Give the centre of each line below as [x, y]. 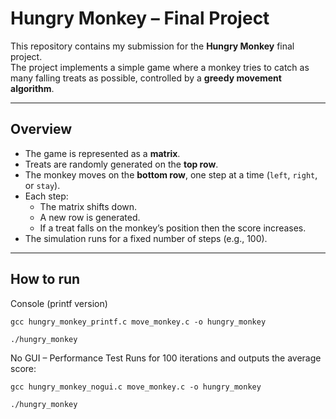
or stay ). [42, 185]
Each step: [46, 196]
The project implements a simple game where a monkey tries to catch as [160, 67]
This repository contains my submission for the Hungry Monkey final [152, 46]
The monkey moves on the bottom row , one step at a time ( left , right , [171, 174]
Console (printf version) [59, 303]
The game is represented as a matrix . [102, 153]
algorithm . [32, 88]
